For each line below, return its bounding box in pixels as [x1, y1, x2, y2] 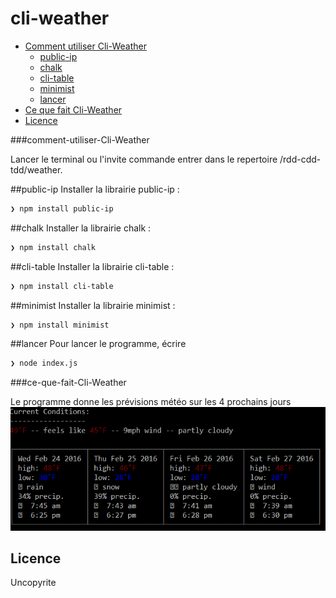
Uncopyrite [10, 577, 57, 589]
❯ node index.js [10, 358, 78, 369]
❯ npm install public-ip [10, 203, 114, 214]
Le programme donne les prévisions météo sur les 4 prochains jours [10, 396, 292, 408]
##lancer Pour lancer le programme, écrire [10, 338, 187, 350]
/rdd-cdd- [279, 153, 322, 165]
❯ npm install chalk [10, 242, 97, 252]
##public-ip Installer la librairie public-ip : [10, 183, 180, 195]
